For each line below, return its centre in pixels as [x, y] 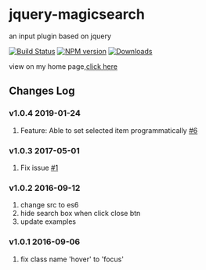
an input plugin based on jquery [60, 36]
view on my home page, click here [63, 66]
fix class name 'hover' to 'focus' [72, 259]
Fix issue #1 [39, 167]
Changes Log [42, 91]
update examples [48, 221]
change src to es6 [49, 205]
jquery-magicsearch [77, 14]
